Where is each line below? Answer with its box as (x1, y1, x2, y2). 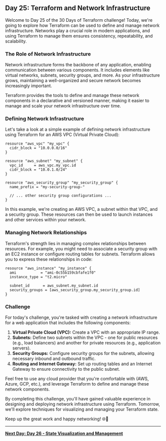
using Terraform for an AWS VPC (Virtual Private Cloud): (5, 132, 120, 138)
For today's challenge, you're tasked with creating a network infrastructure (5, 314, 158, 320)
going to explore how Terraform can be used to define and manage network (5, 22, 160, 28)
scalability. (5, 38, 27, 44)
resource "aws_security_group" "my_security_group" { (5, 180, 119, 185)
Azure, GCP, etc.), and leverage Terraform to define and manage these (5, 381, 149, 387)
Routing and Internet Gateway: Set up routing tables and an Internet (12, 361, 152, 367)
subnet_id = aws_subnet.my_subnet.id (9, 283, 98, 288)
